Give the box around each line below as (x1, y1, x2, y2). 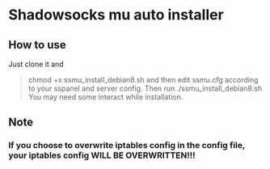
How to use (8, 38, 66, 52)
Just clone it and (8, 59, 64, 69)
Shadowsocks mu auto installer (8, 6, 224, 24)
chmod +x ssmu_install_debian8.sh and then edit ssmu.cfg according (27, 75, 259, 84)
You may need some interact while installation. (27, 92, 184, 102)
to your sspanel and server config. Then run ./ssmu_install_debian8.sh (27, 83, 263, 93)
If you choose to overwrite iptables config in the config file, (8, 140, 245, 151)
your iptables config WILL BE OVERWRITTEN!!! (8, 150, 196, 161)
